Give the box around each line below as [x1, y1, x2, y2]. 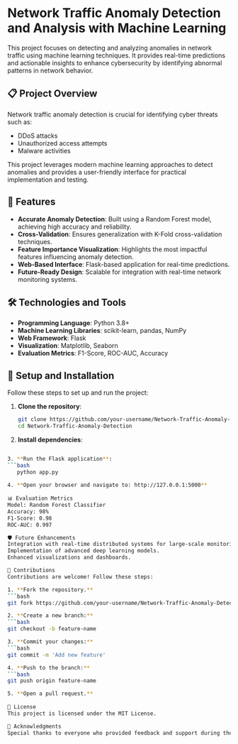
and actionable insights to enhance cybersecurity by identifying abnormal [7, 58, 222, 67]
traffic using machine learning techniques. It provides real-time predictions [7, 51, 225, 60]
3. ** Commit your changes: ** [7, 638, 93, 645]
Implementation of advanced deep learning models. [7, 547, 160, 554]
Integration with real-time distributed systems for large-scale [7, 541, 204, 548]
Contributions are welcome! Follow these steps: [7, 573, 154, 580]
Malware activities [17, 146, 71, 155]
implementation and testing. [7, 175, 89, 184]
